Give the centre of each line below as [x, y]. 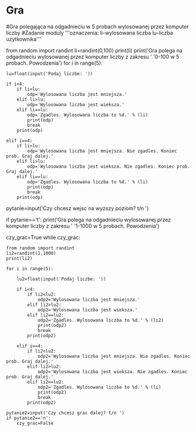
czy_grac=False [35, 423]
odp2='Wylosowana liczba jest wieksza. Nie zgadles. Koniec [112, 371]
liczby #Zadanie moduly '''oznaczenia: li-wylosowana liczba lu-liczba [89, 32]
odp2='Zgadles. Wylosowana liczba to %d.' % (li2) [101, 320]
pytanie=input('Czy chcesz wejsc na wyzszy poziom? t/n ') [77, 208]
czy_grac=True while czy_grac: [43, 237]
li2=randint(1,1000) [31, 253]
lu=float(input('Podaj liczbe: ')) [50, 74]
